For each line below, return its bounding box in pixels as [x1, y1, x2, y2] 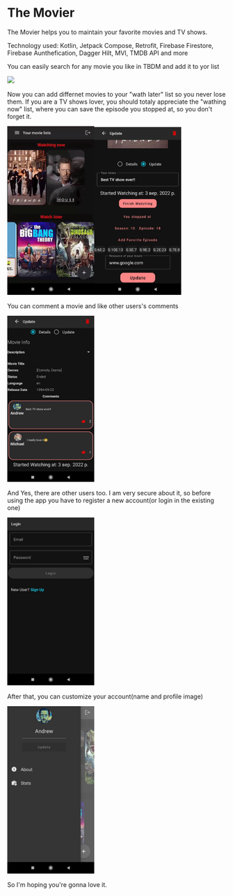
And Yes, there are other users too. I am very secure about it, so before [7, 488, 211, 497]
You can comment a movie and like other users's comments [7, 301, 179, 310]
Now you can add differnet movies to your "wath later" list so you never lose [7, 90, 226, 98]
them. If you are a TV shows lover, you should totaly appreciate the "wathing [7, 97, 226, 106]
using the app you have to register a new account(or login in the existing [7, 496, 214, 504]
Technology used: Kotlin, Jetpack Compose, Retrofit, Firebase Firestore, [7, 41, 214, 49]
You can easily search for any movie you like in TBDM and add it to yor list [7, 62, 220, 70]
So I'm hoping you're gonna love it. [7, 881, 108, 889]
